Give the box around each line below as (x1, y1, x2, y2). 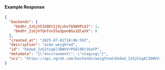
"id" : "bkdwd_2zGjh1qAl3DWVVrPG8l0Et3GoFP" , (9, 47, 102, 52)
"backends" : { (9, 20, 38, 25)
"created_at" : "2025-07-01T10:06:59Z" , (9, 37, 91, 43)
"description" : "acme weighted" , (9, 42, 78, 47)
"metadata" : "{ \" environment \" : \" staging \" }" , (9, 52, 109, 57)
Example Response (4, 4, 45, 10)
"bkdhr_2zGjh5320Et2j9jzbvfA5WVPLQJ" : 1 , (13, 24, 99, 29)
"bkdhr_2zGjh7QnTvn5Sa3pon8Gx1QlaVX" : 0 (13, 29, 98, 34)
